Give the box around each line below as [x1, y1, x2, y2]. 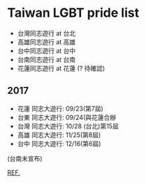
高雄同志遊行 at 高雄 [17, 37, 76, 46]
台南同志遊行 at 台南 [17, 55, 76, 64]
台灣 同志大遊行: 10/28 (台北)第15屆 [17, 121, 119, 130]
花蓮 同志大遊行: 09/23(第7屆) [17, 104, 103, 113]
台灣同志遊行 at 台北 [17, 29, 76, 37]
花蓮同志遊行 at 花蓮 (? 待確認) [17, 64, 105, 72]
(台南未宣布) [7, 154, 43, 163]
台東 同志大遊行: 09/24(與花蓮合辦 [17, 113, 117, 121]
